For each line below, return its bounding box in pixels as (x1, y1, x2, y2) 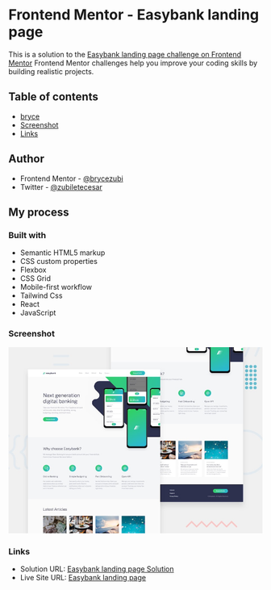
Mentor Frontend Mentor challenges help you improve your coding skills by (8, 58, 258, 68)
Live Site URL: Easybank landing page (19, 573, 147, 583)
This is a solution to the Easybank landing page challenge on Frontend (8, 49, 242, 59)
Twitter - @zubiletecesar (19, 182, 102, 191)
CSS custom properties (19, 257, 98, 266)
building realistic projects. (8, 66, 94, 76)
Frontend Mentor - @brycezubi (19, 174, 123, 183)
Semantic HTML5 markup (19, 248, 106, 257)
